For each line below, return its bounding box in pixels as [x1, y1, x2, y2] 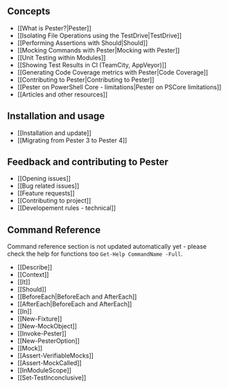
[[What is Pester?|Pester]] [17, 24, 91, 32]
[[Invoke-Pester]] [17, 329, 67, 338]
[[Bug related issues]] [17, 182, 80, 190]
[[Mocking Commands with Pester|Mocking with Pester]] [17, 46, 180, 54]
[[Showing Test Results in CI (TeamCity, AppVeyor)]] [17, 60, 167, 69]
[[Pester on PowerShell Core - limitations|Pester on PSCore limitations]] [17, 82, 222, 91]
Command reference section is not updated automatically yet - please [7, 242, 207, 251]
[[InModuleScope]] [17, 367, 71, 375]
